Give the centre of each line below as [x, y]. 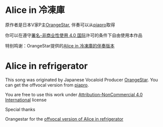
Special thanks [20, 109]
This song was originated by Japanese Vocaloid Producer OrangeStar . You [81, 80]
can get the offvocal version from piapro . [47, 85]
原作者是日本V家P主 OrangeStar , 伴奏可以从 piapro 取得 [60, 25]
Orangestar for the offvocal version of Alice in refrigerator [64, 119]
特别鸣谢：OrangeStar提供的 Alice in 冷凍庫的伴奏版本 [60, 45]
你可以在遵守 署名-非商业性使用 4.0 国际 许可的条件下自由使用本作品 [74, 35]
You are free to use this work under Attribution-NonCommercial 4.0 [74, 94]
